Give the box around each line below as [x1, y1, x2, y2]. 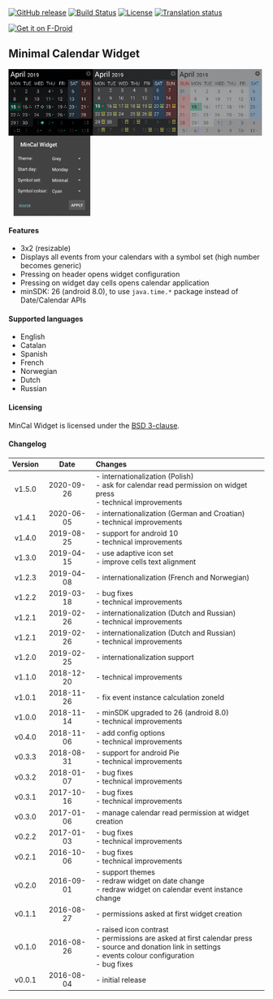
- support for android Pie [95, 748, 180, 758]
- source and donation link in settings [95, 941, 221, 951]
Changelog [8, 439, 47, 449]
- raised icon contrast [95, 924, 169, 934]
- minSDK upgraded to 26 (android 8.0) [95, 708, 229, 718]
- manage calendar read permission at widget [95, 807, 249, 817]
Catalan [19, 341, 46, 350]
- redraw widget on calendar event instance [95, 884, 244, 894]
